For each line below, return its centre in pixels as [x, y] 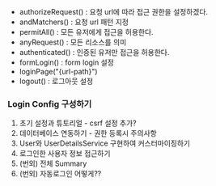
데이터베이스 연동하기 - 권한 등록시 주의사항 [88, 133]
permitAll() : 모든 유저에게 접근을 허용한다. [87, 32]
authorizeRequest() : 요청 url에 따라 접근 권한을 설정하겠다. [113, 12]
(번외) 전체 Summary [53, 163]
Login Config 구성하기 [50, 104]
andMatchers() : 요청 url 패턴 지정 [74, 22]
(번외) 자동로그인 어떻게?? [60, 174]
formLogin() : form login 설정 [66, 62]
